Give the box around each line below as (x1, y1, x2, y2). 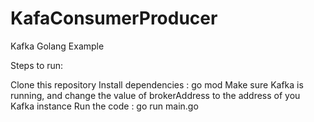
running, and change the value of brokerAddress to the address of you (10, 89, 301, 101)
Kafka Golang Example (10, 40, 105, 52)
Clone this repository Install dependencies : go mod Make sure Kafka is (10, 78, 304, 91)
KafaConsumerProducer (10, 7, 218, 30)
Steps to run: (10, 59, 64, 71)
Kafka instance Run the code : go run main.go (10, 100, 199, 112)
